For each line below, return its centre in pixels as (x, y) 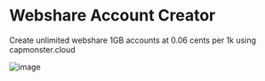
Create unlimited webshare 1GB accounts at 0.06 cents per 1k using (132, 40)
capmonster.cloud (42, 49)
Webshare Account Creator (112, 16)
